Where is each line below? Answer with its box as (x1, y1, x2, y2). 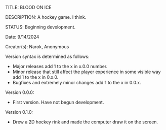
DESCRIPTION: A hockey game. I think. (5, 14, 87, 20)
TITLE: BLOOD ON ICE (5, 5, 52, 10)
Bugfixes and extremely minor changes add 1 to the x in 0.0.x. (12, 80, 141, 85)
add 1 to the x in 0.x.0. (12, 74, 59, 80)
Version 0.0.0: (5, 89, 34, 95)
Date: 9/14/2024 (5, 34, 39, 40)
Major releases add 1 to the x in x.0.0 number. (12, 63, 108, 69)
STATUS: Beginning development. (5, 24, 76, 30)
